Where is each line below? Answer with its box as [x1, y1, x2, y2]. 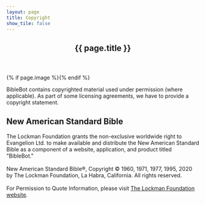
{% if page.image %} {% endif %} [6, 74, 91, 81]
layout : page [6, 9, 40, 15]
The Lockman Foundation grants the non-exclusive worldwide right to [6, 133, 182, 140]
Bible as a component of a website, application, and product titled [6, 145, 173, 153]
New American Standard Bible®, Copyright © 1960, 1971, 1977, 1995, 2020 [6, 165, 193, 172]
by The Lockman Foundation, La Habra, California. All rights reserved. [6, 172, 182, 179]
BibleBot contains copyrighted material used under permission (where [6, 86, 183, 93]
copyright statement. [6, 98, 59, 106]
